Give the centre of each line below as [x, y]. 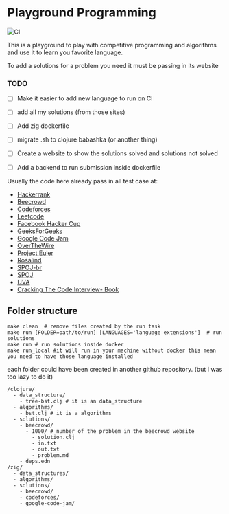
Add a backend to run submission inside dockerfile [89, 167]
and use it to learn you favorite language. [65, 52]
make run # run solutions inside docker [66, 345]
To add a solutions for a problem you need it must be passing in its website [113, 65]
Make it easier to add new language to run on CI [85, 98]
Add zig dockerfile [43, 126]
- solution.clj [53, 438]
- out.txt [46, 449]
